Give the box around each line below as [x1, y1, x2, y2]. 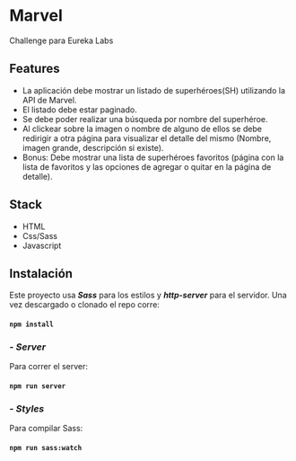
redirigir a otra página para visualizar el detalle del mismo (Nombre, [22, 132, 272, 144]
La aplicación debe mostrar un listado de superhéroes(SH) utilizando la [22, 84, 285, 95]
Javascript [22, 240, 62, 251]
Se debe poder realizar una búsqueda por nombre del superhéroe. [22, 113, 268, 124]
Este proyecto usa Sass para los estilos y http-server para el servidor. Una [9, 289, 287, 301]
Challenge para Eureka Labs [9, 35, 114, 46]
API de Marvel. [22, 94, 77, 105]
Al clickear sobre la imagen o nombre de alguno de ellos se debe [22, 123, 263, 134]
